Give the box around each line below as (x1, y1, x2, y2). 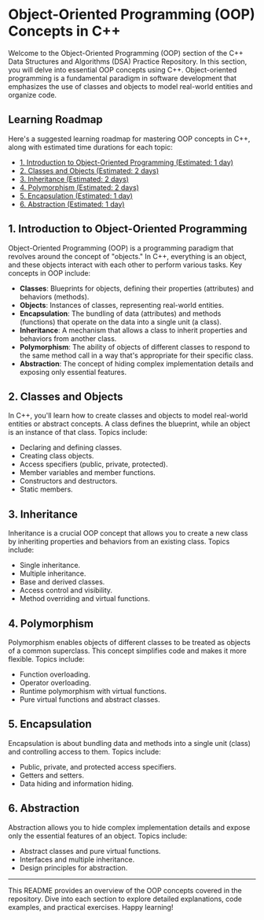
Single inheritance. (19, 561, 81, 570)
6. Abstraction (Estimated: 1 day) (19, 199, 125, 209)
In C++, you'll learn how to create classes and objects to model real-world (8, 411, 248, 421)
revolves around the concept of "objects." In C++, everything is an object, (8, 251, 247, 261)
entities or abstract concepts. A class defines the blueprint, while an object (8, 419, 251, 428)
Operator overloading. (19, 678, 92, 687)
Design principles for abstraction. (19, 862, 128, 872)
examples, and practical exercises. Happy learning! (8, 902, 174, 911)
